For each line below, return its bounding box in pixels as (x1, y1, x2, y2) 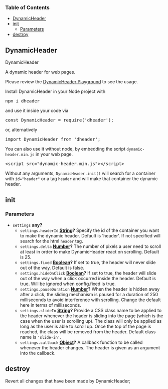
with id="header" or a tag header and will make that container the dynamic (5, 176, 158, 182)
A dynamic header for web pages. (5, 69, 76, 75)
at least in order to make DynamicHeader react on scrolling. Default (20, 248, 159, 254)
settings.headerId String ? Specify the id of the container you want (20, 227, 159, 233)
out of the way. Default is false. (20, 265, 84, 271)
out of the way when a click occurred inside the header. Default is (20, 275, 156, 281)
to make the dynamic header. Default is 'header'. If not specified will (20, 232, 160, 238)
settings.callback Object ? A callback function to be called (20, 339, 143, 345)
